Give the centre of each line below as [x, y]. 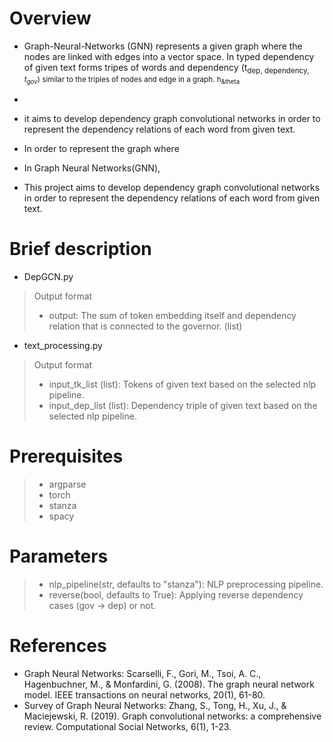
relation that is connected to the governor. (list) [145, 326]
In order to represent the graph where [101, 149]
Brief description [80, 249]
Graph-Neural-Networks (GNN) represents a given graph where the [163, 46]
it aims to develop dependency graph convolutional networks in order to [172, 119]
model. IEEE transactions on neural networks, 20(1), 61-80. [144, 694]
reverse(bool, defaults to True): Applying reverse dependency [176, 594]
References [58, 646]
